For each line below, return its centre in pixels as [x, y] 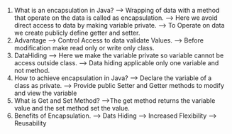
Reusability [30, 123]
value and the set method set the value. [72, 108]
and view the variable [45, 93]
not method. [32, 71]
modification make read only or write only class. [84, 48]
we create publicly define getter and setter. [77, 33]
